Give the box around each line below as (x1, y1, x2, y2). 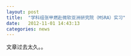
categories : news (6, 26, 50, 32)
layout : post (6, 9, 39, 15)
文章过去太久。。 (6, 43, 47, 51)
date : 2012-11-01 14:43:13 (6, 20, 80, 26)
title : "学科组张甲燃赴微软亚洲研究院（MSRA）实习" (6, 15, 126, 21)
